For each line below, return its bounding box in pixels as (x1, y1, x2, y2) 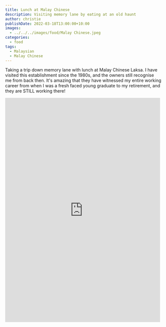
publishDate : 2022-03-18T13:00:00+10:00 (5, 21, 90, 26)
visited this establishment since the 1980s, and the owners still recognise (5, 72, 155, 78)
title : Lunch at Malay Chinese (5, 7, 70, 12)
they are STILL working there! (5, 88, 66, 94)
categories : (5, 35, 30, 40)
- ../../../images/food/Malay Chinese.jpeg (9, 30, 101, 35)
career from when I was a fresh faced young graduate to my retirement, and (5, 83, 161, 89)
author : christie (5, 16, 41, 21)
